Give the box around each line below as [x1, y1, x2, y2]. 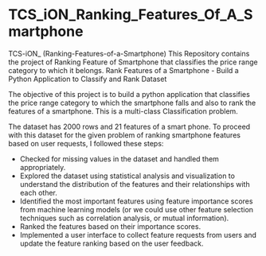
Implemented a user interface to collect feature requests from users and [19, 230, 257, 239]
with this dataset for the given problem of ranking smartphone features [8, 130, 241, 140]
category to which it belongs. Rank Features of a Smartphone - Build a [8, 65, 239, 75]
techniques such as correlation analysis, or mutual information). [19, 213, 229, 223]
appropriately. [19, 162, 66, 172]
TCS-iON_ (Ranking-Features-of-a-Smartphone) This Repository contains [8, 48, 250, 58]
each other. [19, 188, 58, 197]
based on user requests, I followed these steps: [8, 138, 164, 148]
